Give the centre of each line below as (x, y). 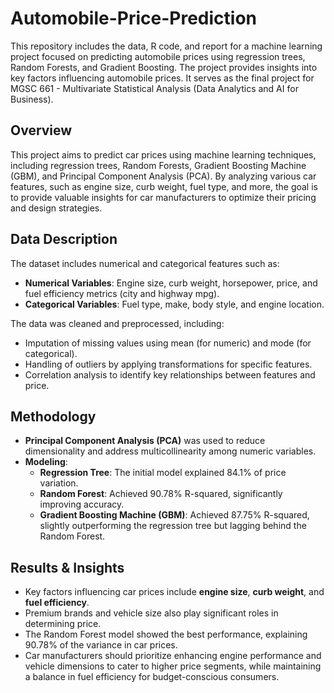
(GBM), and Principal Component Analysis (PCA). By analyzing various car (163, 176)
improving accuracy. (82, 504)
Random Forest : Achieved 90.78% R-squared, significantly (161, 494)
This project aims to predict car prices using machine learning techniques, (163, 154)
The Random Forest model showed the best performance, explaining (166, 634)
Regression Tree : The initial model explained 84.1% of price (163, 473)
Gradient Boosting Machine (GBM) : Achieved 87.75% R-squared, (174, 515)
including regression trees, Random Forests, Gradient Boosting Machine (158, 165)
